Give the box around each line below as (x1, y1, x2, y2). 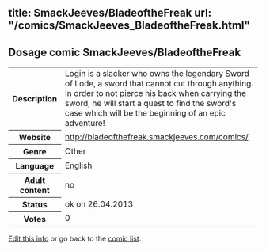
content (19, 184, 50, 196)
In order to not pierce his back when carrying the (64, 88, 247, 99)
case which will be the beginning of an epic (64, 108, 226, 119)
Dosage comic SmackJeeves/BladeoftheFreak (8, 45, 241, 59)
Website (18, 131, 51, 143)
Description (12, 93, 58, 104)
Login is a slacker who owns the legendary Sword (64, 68, 249, 79)
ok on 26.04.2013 (64, 198, 134, 209)
